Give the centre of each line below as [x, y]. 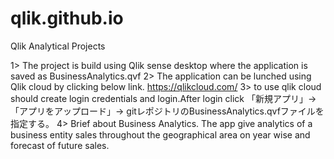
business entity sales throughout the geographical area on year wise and [160, 134]
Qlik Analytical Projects [58, 46]
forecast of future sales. [60, 145]
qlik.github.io [67, 18]
